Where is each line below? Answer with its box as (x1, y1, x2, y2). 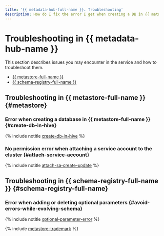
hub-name (5, 43, 49, 54)
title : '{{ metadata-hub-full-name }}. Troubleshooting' (5, 7, 123, 12)
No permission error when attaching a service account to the (5, 145, 152, 152)
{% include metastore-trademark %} (5, 226, 79, 232)
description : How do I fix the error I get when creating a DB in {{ (5, 12, 150, 17)
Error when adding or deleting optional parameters (5, 199, 128, 206)
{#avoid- (128, 199, 150, 206)
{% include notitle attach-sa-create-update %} (5, 163, 99, 168)
